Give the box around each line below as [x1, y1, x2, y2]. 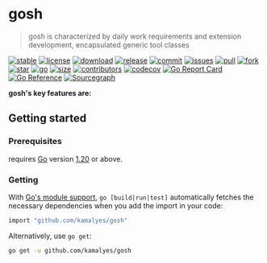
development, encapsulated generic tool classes [27, 39, 190, 49]
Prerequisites [8, 136, 62, 147]
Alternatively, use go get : [8, 231, 92, 240]
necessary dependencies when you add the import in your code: [8, 200, 223, 210]
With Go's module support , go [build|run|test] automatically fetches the [8, 192, 254, 202]
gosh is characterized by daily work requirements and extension [27, 31, 242, 41]
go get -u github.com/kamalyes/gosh [8, 246, 131, 254]
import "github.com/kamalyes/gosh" [8, 216, 128, 224]
